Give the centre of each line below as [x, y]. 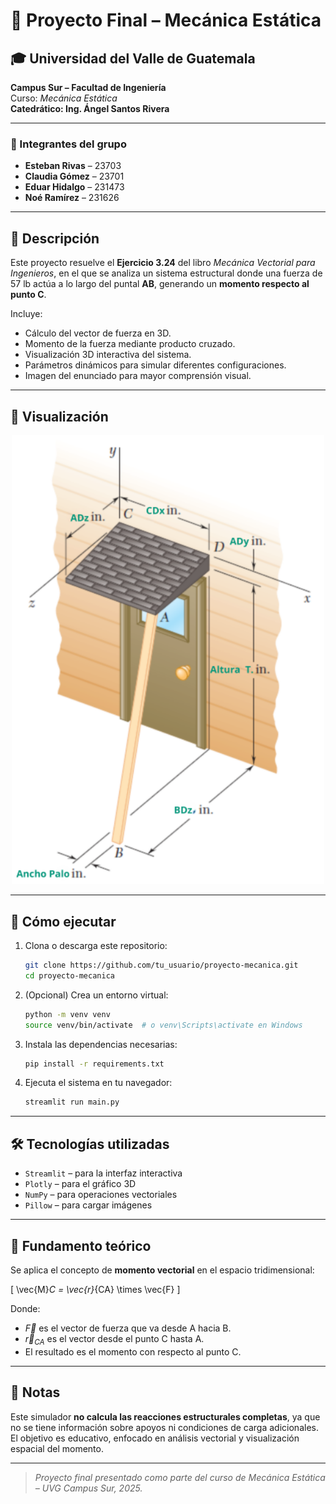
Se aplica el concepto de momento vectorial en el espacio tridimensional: [162, 1270]
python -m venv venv [67, 1014]
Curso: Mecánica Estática [64, 98]
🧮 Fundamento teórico [81, 1245]
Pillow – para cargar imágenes [88, 1205]
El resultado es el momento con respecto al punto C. [133, 1351]
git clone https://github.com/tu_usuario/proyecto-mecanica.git [161, 965]
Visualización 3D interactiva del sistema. [108, 355]
